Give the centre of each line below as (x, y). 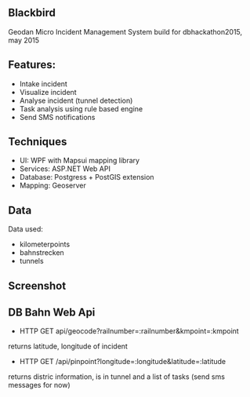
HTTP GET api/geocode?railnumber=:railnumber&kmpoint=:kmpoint (129, 331)
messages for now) (39, 385)
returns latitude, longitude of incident (68, 346)
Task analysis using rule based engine (81, 108)
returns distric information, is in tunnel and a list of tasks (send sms (117, 377)
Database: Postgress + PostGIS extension (87, 177)
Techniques (38, 142)
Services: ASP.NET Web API (65, 169)
